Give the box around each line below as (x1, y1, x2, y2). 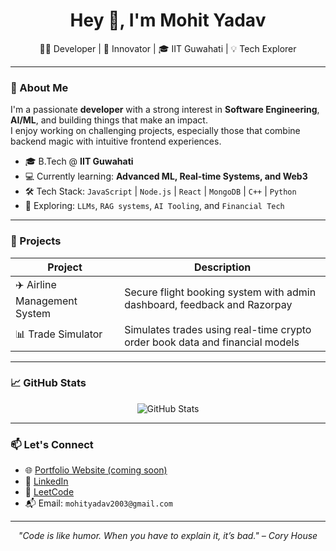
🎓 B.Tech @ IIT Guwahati (24, 155, 134, 168)
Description (193, 260, 252, 274)
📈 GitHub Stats (10, 376, 87, 390)
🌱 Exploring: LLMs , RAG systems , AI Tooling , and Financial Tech (24, 200, 285, 212)
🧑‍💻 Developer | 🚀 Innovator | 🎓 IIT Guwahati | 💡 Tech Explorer (39, 42, 297, 54)
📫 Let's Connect (10, 437, 94, 451)
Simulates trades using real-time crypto (124, 322, 312, 336)
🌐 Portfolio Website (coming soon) (24, 464, 168, 476)
